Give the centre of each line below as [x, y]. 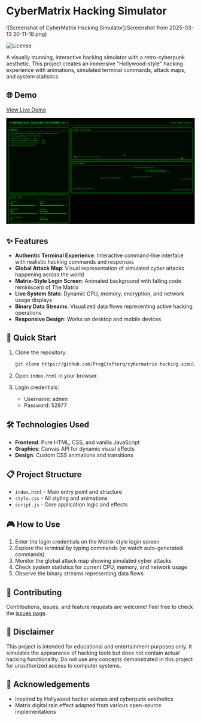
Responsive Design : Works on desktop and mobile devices [88, 319]
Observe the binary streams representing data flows [79, 574]
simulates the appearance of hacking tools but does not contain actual [93, 653]
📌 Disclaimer [30, 632]
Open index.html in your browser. [57, 375]
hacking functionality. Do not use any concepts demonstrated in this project [100, 659]
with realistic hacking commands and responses [74, 262]
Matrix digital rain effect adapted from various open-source [88, 705]
